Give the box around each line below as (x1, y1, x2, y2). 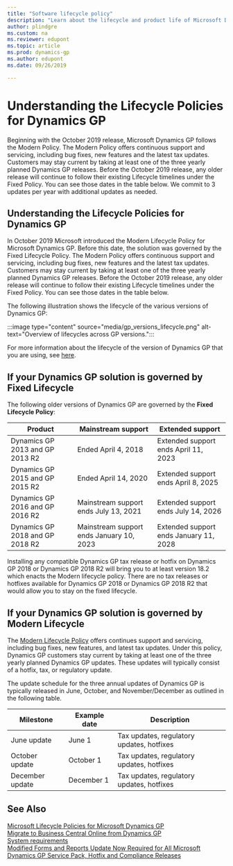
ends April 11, (157, 445, 203, 455)
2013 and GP (10, 445, 55, 455)
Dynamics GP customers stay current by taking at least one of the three (7, 651, 212, 659)
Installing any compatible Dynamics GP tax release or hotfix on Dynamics (7, 557, 216, 566)
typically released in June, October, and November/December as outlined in (7, 687, 224, 695)
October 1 (68, 755, 102, 765)
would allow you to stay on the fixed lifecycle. (7, 587, 137, 595)
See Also (7, 803, 46, 815)
